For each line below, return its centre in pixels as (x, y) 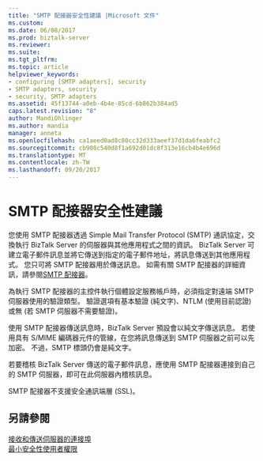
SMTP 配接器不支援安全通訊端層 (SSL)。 (74, 391)
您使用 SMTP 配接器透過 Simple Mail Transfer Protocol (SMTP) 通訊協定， (128, 235)
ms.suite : (24, 52)
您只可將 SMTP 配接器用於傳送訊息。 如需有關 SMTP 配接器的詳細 (131, 264)
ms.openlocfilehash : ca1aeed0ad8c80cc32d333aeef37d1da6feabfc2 (115, 140)
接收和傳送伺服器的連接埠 (50, 439)
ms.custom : (26, 23)
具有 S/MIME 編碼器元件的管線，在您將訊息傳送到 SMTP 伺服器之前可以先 (135, 338)
